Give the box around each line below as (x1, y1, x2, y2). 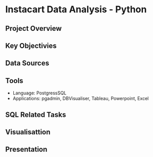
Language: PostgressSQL (12, 90, 67, 96)
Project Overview (5, 24, 62, 33)
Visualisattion (5, 127, 51, 136)
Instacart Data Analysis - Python (5, 4, 147, 15)
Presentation (5, 145, 48, 154)
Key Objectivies (5, 41, 57, 50)
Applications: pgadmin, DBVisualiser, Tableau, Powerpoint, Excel (12, 95, 149, 102)
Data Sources (5, 59, 50, 68)
